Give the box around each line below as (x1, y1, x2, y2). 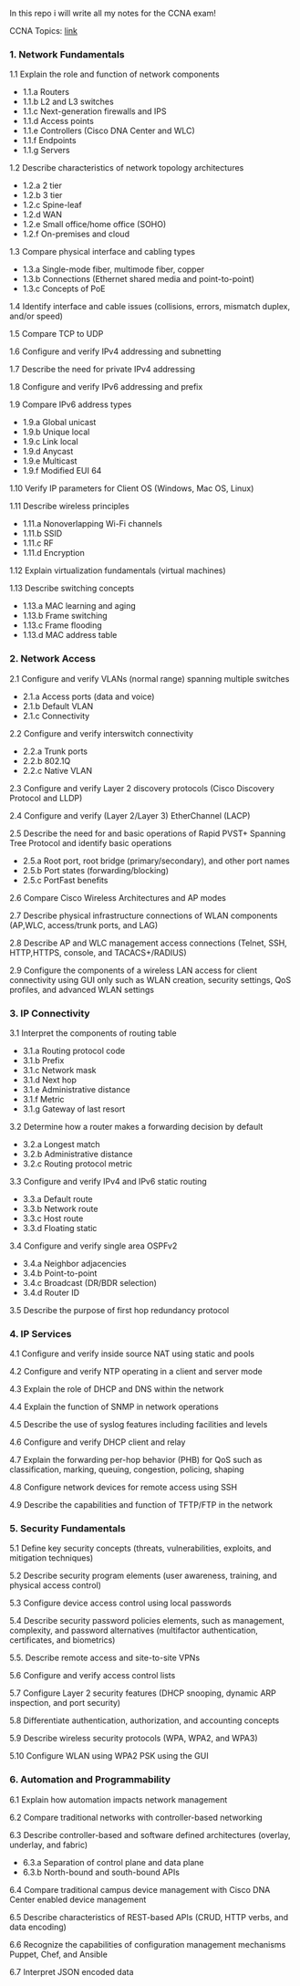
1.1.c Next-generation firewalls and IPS (22, 106, 167, 117)
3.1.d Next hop (22, 1074, 78, 1085)
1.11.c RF (22, 538, 54, 549)
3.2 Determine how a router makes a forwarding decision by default (9, 1121, 264, 1132)
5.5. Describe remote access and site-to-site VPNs (9, 1652, 201, 1664)
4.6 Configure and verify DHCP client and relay (9, 1437, 186, 1448)
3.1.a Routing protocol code (22, 1045, 126, 1056)
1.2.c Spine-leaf (22, 200, 82, 211)
